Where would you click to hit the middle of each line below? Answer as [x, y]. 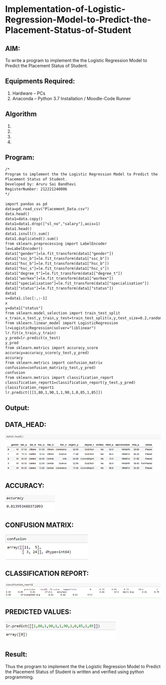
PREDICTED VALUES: [38, 612]
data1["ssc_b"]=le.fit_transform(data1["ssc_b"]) [57, 259]
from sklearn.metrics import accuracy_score [52, 348]
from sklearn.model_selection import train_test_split [63, 313]
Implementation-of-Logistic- [65, 9]
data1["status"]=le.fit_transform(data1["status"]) [59, 289]
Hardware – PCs [29, 93]
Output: [17, 408]
